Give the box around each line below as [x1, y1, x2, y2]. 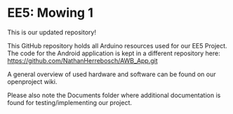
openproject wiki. [7, 77, 58, 85]
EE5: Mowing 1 [7, 5, 93, 21]
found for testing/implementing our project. [7, 98, 132, 106]
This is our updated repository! [7, 28, 97, 36]
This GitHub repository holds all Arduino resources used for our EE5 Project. [7, 41, 227, 50]
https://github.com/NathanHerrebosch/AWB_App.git [7, 56, 158, 64]
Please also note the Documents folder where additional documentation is [7, 91, 221, 99]
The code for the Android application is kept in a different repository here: [7, 49, 221, 57]
